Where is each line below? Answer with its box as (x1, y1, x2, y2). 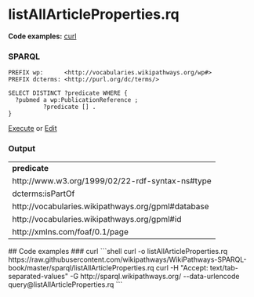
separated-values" (8, 271, 69, 281)
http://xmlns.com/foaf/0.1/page (12, 226, 129, 237)
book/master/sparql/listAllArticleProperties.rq (8, 263, 154, 272)
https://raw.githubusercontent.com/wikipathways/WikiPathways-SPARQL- (8, 255, 247, 264)
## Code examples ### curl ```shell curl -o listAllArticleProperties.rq (8, 246, 228, 255)
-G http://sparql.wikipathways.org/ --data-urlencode (70, 271, 240, 281)
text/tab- (209, 263, 239, 272)
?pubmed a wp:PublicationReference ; (15, 96, 139, 104)
